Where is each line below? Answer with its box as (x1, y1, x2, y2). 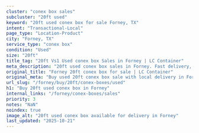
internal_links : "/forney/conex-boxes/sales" (6, 91, 120, 97)
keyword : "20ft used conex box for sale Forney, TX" (6, 19, 139, 25)
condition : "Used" (6, 47, 52, 53)
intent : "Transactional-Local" (6, 25, 84, 31)
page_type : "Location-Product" (6, 31, 84, 36)
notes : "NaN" (6, 101, 38, 108)
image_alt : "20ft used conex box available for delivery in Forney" (6, 112, 179, 118)
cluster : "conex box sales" (6, 8, 76, 15)
